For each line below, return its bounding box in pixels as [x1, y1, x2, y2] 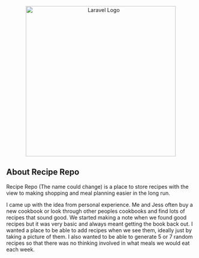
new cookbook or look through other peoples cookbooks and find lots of [6, 207, 185, 215]
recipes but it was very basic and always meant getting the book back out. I [6, 220, 193, 227]
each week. [6, 245, 35, 253]
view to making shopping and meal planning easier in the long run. [6, 189, 170, 197]
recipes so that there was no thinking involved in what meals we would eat [6, 239, 190, 247]
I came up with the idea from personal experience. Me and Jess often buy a [6, 201, 193, 208]
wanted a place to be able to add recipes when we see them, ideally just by [6, 226, 192, 234]
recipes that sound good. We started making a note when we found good [6, 213, 187, 221]
